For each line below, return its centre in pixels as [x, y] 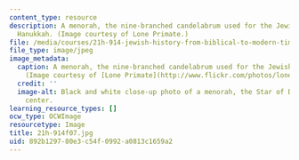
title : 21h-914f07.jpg [51, 133]
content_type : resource [53, 17]
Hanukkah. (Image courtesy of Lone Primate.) [103, 34]
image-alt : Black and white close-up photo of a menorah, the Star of [151, 92]
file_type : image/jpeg [51, 51]
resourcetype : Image [48, 125]
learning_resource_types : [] [63, 108]
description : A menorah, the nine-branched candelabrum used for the [141, 26]
